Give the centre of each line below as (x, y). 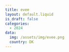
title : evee (17, 10)
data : (11, 33)
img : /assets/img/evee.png (37, 38)
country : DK (22, 42)
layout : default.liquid (29, 14)
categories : (17, 24)
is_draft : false (22, 19)
